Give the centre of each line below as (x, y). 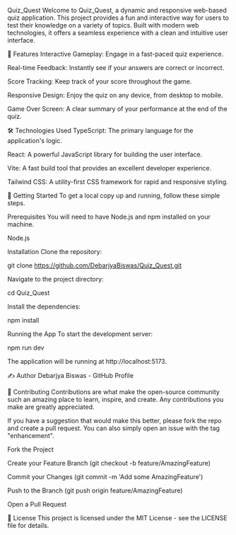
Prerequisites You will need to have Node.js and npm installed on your (109, 217)
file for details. (28, 525)
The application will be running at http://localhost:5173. (87, 361)
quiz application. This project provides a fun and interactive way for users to (118, 18)
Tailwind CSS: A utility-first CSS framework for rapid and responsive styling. (118, 182)
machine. (21, 224)
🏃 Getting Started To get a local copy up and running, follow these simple (114, 195)
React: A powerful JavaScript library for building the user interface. (105, 154)
